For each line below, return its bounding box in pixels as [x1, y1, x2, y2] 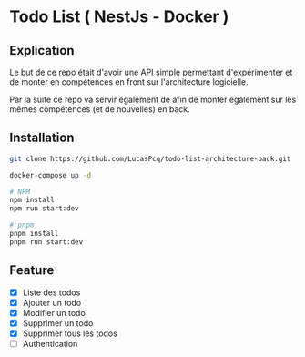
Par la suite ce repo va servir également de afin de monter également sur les [9, 94, 297, 105]
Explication [9, 43, 75, 58]
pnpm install [9, 229, 59, 239]
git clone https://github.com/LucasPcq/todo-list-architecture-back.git [9, 154, 291, 163]
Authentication [22, 338, 78, 349]
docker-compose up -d [9, 170, 92, 179]
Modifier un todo [22, 307, 86, 318]
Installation [9, 130, 75, 146]
